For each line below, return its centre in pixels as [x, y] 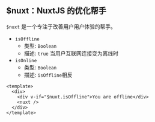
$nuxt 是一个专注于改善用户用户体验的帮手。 [61, 27]
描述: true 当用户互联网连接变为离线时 [71, 53]
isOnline [26, 60]
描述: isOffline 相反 [48, 75]
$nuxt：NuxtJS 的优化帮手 [56, 11]
